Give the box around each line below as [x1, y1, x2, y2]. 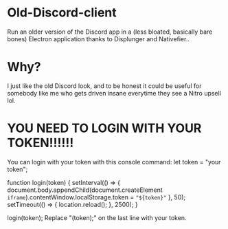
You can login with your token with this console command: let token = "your [7, 157, 221, 166]
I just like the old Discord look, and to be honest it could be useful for [7, 81, 202, 90]
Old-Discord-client [7, 5, 117, 21]
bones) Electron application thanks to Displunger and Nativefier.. [7, 34, 190, 43]
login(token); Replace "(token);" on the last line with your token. [7, 213, 187, 221]
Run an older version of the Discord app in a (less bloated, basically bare [7, 28, 213, 36]
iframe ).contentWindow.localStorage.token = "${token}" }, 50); [7, 193, 186, 201]
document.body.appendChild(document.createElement [7, 186, 163, 194]
